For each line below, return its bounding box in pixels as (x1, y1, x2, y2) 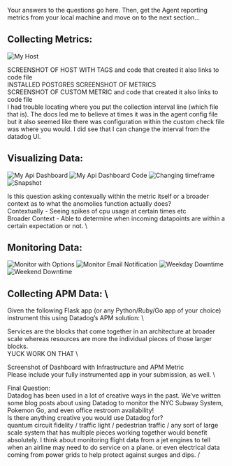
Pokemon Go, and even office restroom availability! (7, 406, 154, 414)
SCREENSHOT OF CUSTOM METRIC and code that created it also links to (7, 87, 219, 96)
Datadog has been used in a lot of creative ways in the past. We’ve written (7, 391, 222, 400)
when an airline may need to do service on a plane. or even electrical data (7, 443, 220, 452)
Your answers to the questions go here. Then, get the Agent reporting (7, 6, 208, 14)
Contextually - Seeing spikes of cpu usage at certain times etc (7, 206, 187, 215)
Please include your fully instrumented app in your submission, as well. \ (7, 370, 215, 379)
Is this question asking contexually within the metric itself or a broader (7, 192, 210, 200)
